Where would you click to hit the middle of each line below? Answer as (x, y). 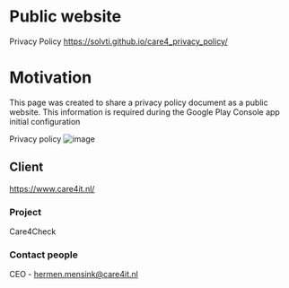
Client (26, 167)
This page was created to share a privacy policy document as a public (139, 102)
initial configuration (45, 121)
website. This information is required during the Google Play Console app (144, 112)
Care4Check (33, 231)
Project (26, 212)
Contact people (44, 255)
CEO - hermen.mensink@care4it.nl (74, 275)
